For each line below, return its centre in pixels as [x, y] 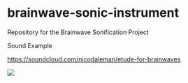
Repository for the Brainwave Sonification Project [78, 32]
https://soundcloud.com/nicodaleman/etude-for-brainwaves [94, 59]
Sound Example [30, 45]
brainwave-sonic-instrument [93, 13]
